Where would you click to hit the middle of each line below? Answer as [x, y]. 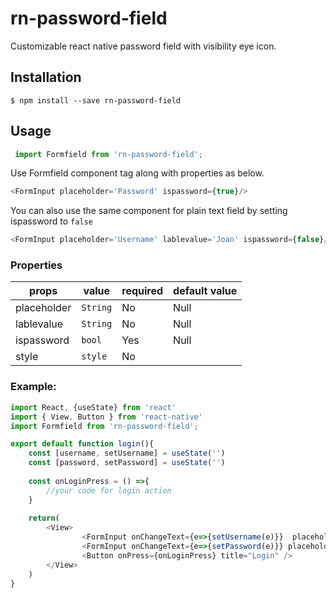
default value [205, 291]
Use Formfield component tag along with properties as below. [137, 173]
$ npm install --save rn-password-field [96, 100]
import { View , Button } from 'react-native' [106, 417]
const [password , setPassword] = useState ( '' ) [127, 463]
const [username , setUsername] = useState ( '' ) [127, 453]
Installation [46, 77]
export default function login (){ [82, 444]
